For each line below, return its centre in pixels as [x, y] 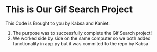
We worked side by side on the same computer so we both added [82, 38]
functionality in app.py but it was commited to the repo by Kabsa [81, 43]
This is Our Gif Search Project [69, 9]
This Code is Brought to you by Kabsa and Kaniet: [57, 23]
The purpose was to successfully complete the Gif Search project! [82, 33]
